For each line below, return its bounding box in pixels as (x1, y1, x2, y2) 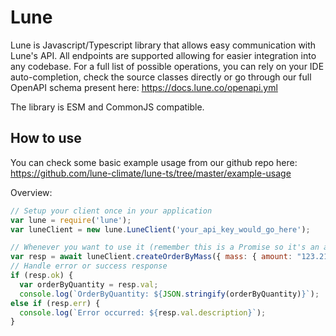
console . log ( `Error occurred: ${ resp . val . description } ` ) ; (19, 307, 267, 318)
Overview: (10, 186, 53, 198)
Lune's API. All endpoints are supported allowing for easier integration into (10, 49, 317, 61)
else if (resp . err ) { (10, 298, 101, 308)
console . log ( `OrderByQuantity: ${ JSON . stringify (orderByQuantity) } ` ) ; (19, 289, 320, 299)
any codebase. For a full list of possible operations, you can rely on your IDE (10, 60, 325, 72)
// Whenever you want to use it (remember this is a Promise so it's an (10, 242, 320, 253)
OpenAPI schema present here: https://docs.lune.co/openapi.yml (10, 81, 278, 93)
